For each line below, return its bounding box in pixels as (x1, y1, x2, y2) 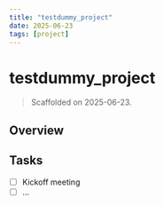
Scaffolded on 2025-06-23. (30, 97, 132, 107)
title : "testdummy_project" (9, 12, 113, 22)
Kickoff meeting (21, 177, 81, 187)
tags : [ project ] (9, 29, 69, 38)
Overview (9, 122, 65, 138)
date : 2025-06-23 (9, 21, 74, 30)
